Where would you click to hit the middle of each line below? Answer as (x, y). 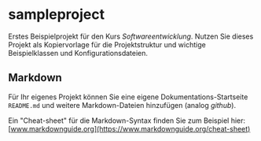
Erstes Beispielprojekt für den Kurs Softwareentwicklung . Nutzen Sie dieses (131, 36)
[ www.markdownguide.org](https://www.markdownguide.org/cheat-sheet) (129, 128)
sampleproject (56, 15)
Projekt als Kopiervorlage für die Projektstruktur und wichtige (107, 44)
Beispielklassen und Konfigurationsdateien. (78, 53)
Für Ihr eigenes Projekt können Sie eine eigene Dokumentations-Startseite (128, 97)
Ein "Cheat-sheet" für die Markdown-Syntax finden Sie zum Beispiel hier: (127, 121)
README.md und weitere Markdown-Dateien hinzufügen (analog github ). (122, 105)
